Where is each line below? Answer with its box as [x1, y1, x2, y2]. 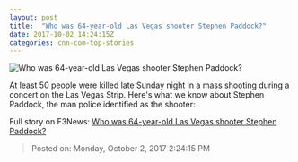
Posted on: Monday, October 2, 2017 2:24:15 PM [31, 143, 211, 154]
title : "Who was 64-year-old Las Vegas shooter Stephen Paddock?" [9, 21, 267, 30]
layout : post [9, 13, 58, 22]
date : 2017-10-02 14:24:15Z [9, 30, 115, 38]
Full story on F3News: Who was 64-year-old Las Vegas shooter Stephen [9, 116, 277, 127]
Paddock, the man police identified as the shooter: [9, 99, 196, 110]
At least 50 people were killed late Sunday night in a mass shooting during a [9, 80, 290, 90]
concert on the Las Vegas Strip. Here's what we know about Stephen [9, 90, 265, 100]
